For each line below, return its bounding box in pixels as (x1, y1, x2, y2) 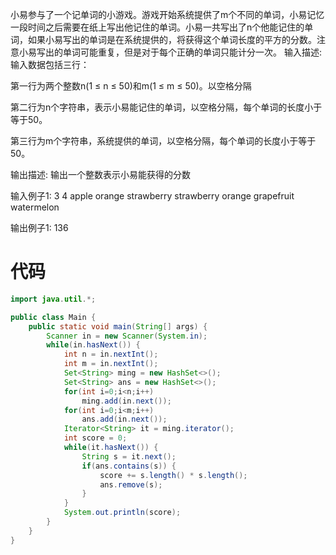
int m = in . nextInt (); (63, 359, 159, 369)
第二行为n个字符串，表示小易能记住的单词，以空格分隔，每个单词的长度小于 (10, 101, 323, 113)
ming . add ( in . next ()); (81, 396, 172, 406)
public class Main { (10, 312, 97, 322)
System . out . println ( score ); (63, 508, 182, 518)
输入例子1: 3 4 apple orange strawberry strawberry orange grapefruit (10, 190, 295, 202)
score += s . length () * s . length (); (99, 470, 248, 480)
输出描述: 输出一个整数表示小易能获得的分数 (10, 169, 191, 180)
